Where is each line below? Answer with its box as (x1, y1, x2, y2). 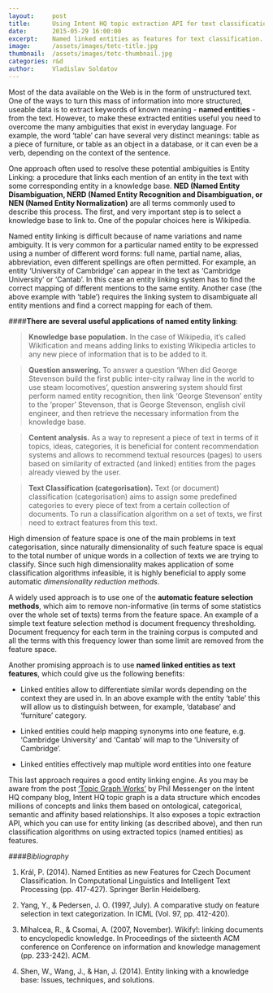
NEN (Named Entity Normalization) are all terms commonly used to (8, 198, 236, 208)
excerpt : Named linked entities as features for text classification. (8, 34, 264, 43)
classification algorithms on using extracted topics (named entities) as (8, 827, 244, 837)
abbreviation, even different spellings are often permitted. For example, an (8, 257, 257, 267)
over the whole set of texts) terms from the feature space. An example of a (8, 610, 258, 619)
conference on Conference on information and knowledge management (19, 942, 261, 951)
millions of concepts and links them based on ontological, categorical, (8, 801, 243, 811)
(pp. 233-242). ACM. (19, 950, 91, 960)
